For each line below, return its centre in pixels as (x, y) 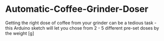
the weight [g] (20, 33)
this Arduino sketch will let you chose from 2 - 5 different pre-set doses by (82, 28)
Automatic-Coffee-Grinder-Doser (77, 9)
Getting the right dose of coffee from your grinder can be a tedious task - (81, 23)
